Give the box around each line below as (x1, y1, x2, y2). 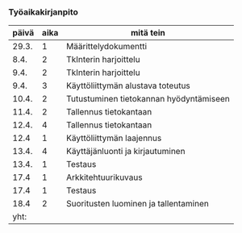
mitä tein (130, 27, 165, 39)
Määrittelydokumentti (65, 41, 148, 52)
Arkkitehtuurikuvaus (65, 172, 143, 183)
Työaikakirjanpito (8, 6, 79, 18)
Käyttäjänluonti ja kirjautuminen (65, 146, 186, 157)
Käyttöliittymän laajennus (65, 132, 162, 144)
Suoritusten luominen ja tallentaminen (65, 198, 210, 210)
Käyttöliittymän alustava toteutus (65, 80, 191, 91)
